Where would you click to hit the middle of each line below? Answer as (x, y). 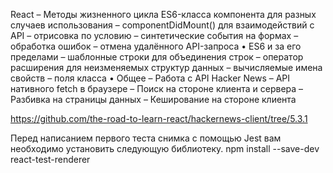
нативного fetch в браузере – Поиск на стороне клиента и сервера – (157, 88)
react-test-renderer (50, 159)
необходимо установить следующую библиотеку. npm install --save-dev (165, 148)
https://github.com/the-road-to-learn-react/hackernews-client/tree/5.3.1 (159, 118)
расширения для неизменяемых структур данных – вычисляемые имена (166, 67)
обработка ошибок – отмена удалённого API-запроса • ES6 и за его (156, 46)
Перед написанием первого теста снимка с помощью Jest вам (146, 138)
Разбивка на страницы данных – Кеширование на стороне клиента (153, 99)
